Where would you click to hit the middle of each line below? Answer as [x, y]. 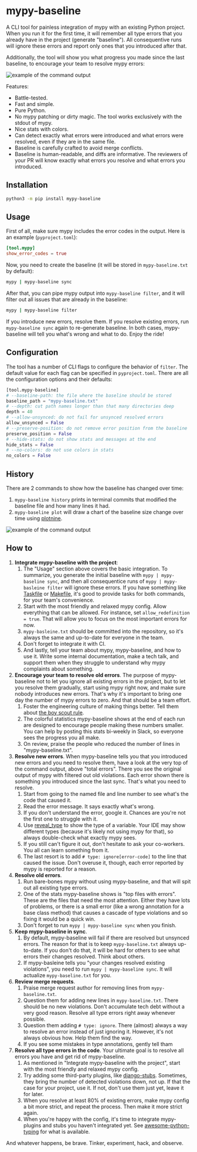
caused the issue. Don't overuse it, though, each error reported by [103, 862]
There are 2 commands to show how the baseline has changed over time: [95, 488]
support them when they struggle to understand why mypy [94, 662]
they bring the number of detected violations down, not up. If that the [107, 1081]
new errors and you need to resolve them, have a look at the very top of [101, 762]
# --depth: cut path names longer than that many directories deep [90, 406]
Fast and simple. [34, 104]
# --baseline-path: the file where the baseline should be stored [89, 396]
